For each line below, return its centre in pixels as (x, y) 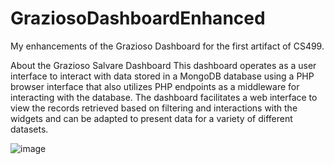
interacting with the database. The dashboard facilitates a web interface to (164, 97)
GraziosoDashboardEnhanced (138, 18)
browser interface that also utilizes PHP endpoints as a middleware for (155, 86)
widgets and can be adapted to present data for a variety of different (151, 118)
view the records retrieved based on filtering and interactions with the (154, 108)
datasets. (29, 129)
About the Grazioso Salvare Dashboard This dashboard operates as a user (163, 65)
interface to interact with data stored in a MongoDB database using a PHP (162, 76)
